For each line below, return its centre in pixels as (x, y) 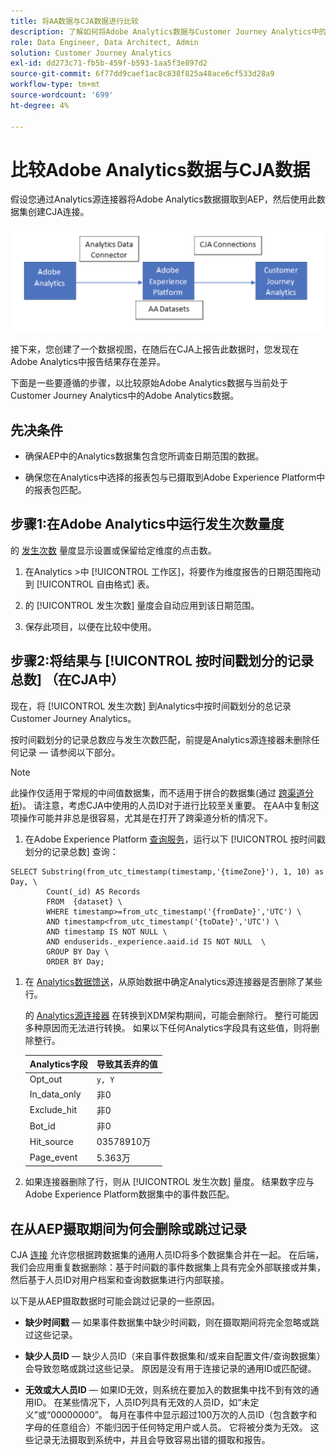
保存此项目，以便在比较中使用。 (90, 626)
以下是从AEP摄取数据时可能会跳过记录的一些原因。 (115, 1301)
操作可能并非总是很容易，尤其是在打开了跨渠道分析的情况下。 (145, 817)
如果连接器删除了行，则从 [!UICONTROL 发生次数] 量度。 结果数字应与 (169, 1182)
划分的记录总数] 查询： (71, 851)
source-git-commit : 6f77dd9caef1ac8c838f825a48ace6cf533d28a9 (142, 74)
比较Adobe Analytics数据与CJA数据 (160, 169)
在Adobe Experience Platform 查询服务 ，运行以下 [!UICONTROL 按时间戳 (175, 839)
